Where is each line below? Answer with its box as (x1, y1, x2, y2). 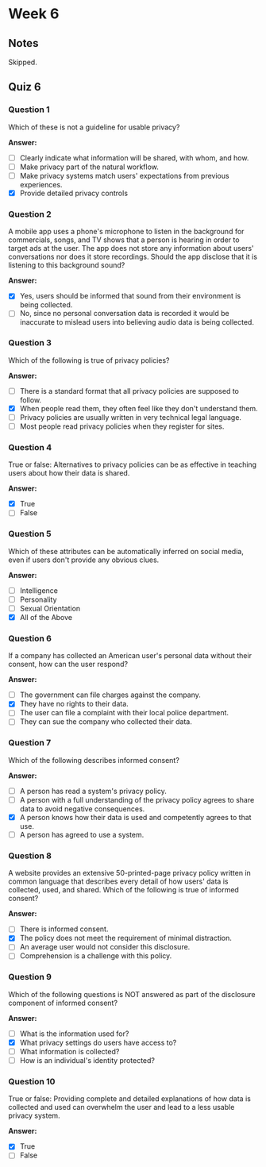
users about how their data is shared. (8, 468, 130, 478)
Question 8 (8, 850, 52, 861)
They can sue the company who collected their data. (19, 717, 192, 726)
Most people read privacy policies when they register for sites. (19, 422, 225, 431)
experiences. (19, 179, 63, 189)
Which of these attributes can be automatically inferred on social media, (8, 546, 244, 556)
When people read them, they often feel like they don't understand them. (19, 403, 258, 413)
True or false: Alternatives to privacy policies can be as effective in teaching (8, 460, 256, 469)
